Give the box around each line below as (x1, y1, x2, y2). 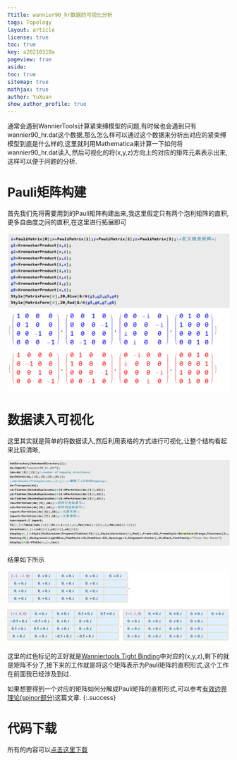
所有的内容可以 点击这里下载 (7, 745, 88, 754)
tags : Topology (7, 18, 52, 26)
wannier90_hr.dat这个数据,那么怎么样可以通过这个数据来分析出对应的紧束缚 (7, 131, 227, 139)
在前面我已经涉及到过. (7, 669, 72, 677)
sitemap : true (7, 78, 49, 85)
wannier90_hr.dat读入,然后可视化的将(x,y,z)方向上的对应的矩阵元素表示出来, (7, 148, 228, 157)
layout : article (7, 26, 55, 33)
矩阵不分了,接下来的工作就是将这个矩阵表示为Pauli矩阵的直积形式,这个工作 (13, 661, 229, 669)
